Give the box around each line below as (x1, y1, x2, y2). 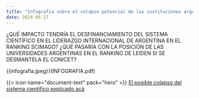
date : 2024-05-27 (6, 14, 49, 20)
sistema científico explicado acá (6, 85, 85, 92)
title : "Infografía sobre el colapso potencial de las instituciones (6, 8, 182, 15)
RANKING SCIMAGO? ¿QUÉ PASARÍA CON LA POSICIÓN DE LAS (6, 43, 164, 50)
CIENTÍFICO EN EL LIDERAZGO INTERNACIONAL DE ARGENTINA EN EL (6, 37, 182, 44)
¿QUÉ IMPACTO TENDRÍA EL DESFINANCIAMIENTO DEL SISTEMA (6, 30, 168, 37)
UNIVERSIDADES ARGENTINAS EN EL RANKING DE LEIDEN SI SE (6, 49, 166, 56)
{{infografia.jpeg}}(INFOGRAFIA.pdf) (6, 67, 96, 74)
